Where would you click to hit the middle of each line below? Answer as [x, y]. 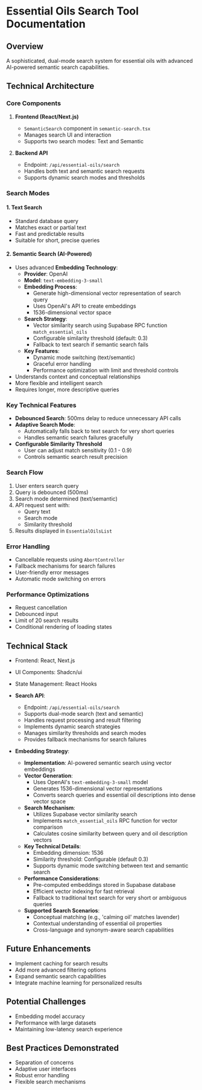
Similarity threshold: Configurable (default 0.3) [91, 859]
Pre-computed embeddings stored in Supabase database [104, 885]
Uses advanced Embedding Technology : [66, 268]
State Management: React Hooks [56, 684]
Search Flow [25, 473]
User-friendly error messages [52, 572]
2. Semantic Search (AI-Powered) [49, 254]
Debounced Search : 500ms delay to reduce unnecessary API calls [98, 418]
